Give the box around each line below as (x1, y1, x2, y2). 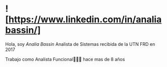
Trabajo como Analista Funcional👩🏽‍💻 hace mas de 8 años (5, 56, 125, 62)
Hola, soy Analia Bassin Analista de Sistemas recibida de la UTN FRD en (5, 41, 155, 47)
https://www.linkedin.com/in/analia (8, 14, 162, 25)
